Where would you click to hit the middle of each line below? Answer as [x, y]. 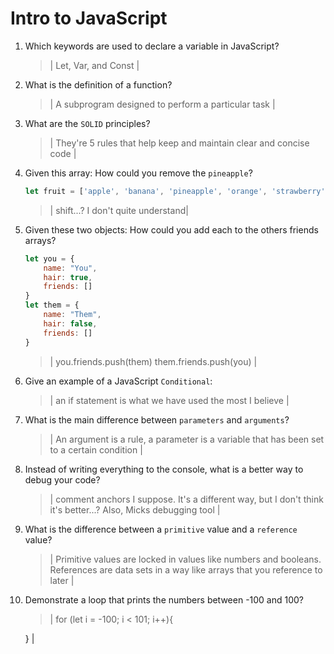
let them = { [52, 305]
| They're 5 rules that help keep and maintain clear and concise [179, 143]
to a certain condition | [96, 449]
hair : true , [68, 277]
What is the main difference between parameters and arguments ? [157, 419]
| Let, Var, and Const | [94, 65]
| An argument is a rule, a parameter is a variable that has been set [187, 439]
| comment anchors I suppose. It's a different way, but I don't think [186, 499]
